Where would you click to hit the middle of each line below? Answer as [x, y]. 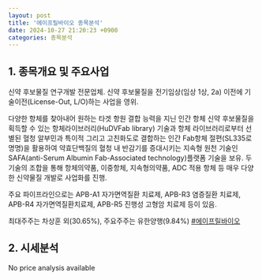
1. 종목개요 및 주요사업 [59, 71]
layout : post [30, 15]
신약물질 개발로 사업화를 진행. [62, 177]
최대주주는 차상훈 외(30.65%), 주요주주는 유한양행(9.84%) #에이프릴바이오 [124, 221]
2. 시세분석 [34, 248]
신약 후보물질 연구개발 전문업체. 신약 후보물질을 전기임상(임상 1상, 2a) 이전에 [125, 92]
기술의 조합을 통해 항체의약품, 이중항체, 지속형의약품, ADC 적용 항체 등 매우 [124, 168]
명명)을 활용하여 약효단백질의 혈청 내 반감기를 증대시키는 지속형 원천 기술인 [123, 148]
